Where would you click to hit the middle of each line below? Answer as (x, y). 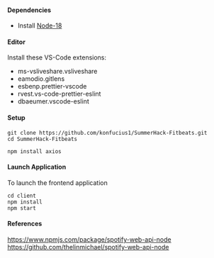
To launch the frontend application (57, 183)
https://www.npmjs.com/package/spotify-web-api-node (89, 240)
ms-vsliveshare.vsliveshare (57, 72)
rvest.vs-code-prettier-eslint (59, 94)
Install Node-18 (40, 26)
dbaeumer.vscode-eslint (53, 101)
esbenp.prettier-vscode (52, 86)
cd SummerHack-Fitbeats (43, 139)
